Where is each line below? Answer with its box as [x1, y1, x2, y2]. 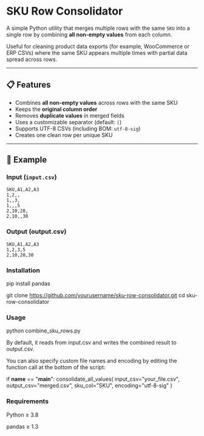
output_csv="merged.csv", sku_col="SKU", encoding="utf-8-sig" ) [6, 382, 173, 389]
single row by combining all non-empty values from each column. [6, 30, 172, 38]
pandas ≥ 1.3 [6, 423, 38, 430]
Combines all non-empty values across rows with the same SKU [15, 99, 178, 106]
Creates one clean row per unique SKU [15, 131, 113, 138]
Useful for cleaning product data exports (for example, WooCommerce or [6, 43, 190, 50]
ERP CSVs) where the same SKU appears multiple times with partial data [6, 49, 188, 56]
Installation [6, 266, 41, 275]
